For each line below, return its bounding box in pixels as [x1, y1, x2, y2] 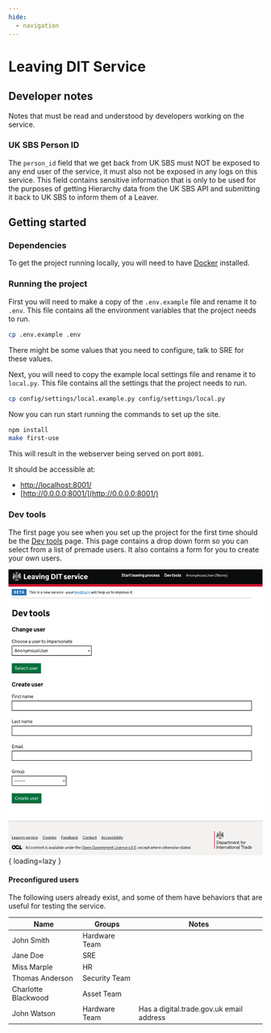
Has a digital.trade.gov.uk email [138, 1004, 244, 1014]
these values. [8, 354, 53, 363]
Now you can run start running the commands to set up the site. [8, 409, 221, 419]
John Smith [11, 935, 50, 945]
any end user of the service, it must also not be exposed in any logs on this [8, 166, 258, 176]
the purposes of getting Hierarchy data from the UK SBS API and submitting [8, 183, 261, 193]
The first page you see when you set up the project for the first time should [8, 527, 258, 537]
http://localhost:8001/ [19, 481, 92, 490]
